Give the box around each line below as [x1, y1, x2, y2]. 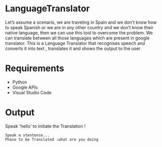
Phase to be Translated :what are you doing [5, 137, 99, 142]
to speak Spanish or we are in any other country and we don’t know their [5, 24, 154, 30]
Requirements [5, 63, 64, 74]
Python [12, 79, 27, 85]
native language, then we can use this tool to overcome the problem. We [5, 30, 153, 36]
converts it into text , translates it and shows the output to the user [5, 45, 141, 51]
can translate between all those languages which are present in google [5, 35, 150, 41]
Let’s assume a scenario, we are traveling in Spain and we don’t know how [5, 19, 157, 25]
